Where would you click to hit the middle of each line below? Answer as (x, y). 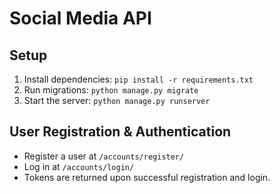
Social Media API (80, 18)
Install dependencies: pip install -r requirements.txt (138, 79)
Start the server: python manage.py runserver (117, 100)
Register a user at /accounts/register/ (104, 156)
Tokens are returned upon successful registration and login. (147, 177)
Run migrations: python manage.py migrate (111, 90)
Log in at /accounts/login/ (79, 166)
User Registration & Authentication (120, 132)
